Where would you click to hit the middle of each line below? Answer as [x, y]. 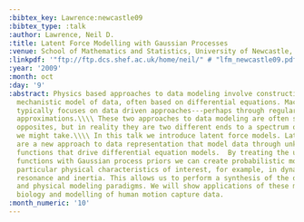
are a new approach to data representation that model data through [149, 144]
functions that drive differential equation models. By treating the [153, 152]
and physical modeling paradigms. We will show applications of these [153, 187]
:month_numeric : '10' [49, 203]
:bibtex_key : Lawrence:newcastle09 [76, 18]
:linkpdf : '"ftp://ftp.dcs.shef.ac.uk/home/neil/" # [110, 60]
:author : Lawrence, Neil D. [62, 34]
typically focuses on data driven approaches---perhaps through [141, 111]
